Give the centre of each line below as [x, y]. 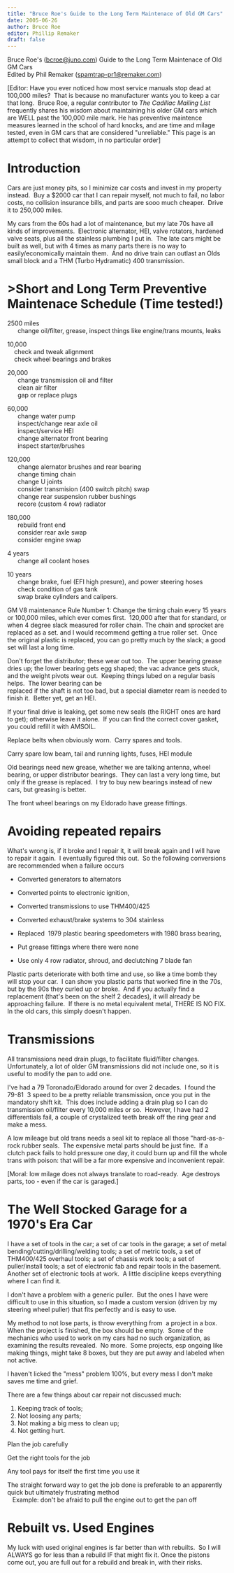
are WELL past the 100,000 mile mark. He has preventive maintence [105, 118]
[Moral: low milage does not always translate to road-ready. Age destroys [114, 1173]
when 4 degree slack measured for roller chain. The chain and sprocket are [116, 625]
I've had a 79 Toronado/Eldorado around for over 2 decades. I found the [112, 1087]
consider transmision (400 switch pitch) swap [83, 489]
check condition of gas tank [57, 589]
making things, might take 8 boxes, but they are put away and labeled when [116, 1353]
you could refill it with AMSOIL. [52, 726]
